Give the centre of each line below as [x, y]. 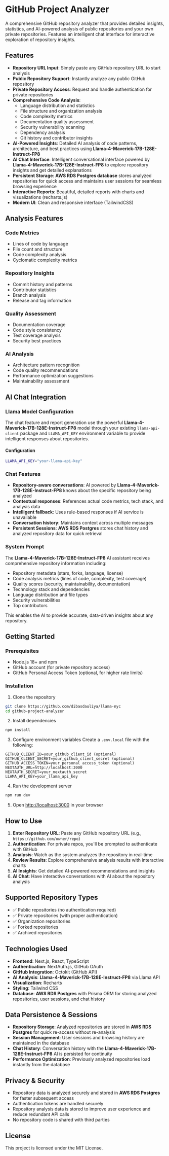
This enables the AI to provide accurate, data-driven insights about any [79, 615]
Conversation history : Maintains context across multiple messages [83, 523]
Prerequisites [22, 651]
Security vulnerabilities [36, 600]
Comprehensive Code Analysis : [47, 100]
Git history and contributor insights [56, 137]
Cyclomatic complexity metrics [45, 260]
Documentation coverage [39, 325]
